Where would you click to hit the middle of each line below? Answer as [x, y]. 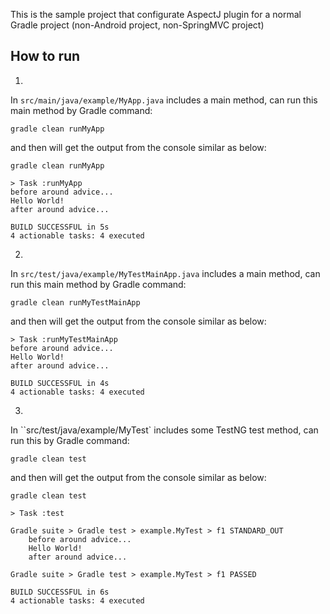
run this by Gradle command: [70, 440]
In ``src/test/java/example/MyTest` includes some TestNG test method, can [164, 430]
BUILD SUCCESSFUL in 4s [60, 383]
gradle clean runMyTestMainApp [75, 302]
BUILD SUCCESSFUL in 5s [60, 227]
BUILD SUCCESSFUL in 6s [60, 592]
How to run [45, 56]
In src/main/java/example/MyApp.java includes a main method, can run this [164, 100]
